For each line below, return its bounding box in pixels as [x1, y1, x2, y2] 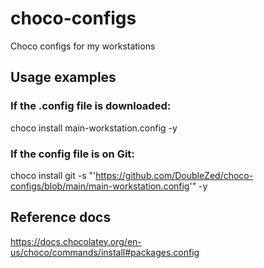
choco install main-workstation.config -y [10, 122, 178, 134]
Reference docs [10, 209, 112, 226]
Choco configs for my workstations [10, 40, 156, 52]
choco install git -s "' [10, 169, 97, 181]
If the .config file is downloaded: [10, 99, 172, 113]
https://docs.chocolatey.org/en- [10, 235, 142, 247]
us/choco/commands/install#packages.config [10, 246, 200, 258]
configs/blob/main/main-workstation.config [10, 180, 190, 192]
